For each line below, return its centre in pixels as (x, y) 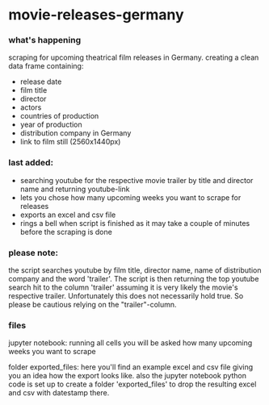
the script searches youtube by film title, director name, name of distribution (135, 270)
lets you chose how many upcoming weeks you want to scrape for (130, 197)
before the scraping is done (66, 232)
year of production (51, 125)
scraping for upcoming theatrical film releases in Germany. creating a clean (134, 57)
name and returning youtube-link (75, 189)
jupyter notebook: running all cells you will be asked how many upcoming (130, 343)
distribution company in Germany (76, 133)
